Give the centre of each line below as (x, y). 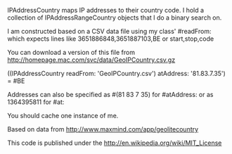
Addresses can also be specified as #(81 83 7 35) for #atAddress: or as (110, 95)
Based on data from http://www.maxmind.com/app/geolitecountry (103, 129)
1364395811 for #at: (36, 102)
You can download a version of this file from (71, 52)
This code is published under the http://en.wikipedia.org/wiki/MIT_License (115, 143)
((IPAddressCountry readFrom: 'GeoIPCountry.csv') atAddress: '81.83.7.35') (117, 73)
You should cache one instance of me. (63, 116)
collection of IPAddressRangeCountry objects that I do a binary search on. (115, 18)
